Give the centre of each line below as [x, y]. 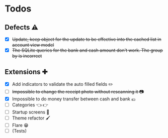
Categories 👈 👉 [30, 105]
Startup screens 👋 [31, 112]
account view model [33, 45]
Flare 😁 [20, 125]
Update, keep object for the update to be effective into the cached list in [87, 39]
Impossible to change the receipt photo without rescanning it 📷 [78, 91]
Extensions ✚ [26, 72]
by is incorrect [27, 56]
